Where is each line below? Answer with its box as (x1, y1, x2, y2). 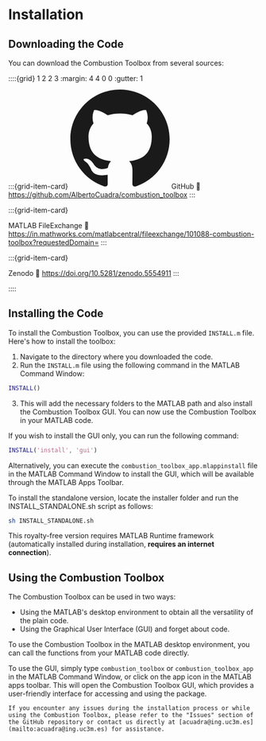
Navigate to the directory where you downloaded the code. (19, 351, 214, 361)
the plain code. (19, 616, 69, 626)
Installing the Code (8, 307, 104, 320)
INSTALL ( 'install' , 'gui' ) (8, 446, 98, 454)
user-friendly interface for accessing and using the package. (8, 689, 207, 699)
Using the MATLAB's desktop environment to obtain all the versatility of (19, 607, 254, 617)
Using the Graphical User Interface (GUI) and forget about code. (19, 624, 230, 634)
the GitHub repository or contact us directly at (8, 718, 176, 727)
